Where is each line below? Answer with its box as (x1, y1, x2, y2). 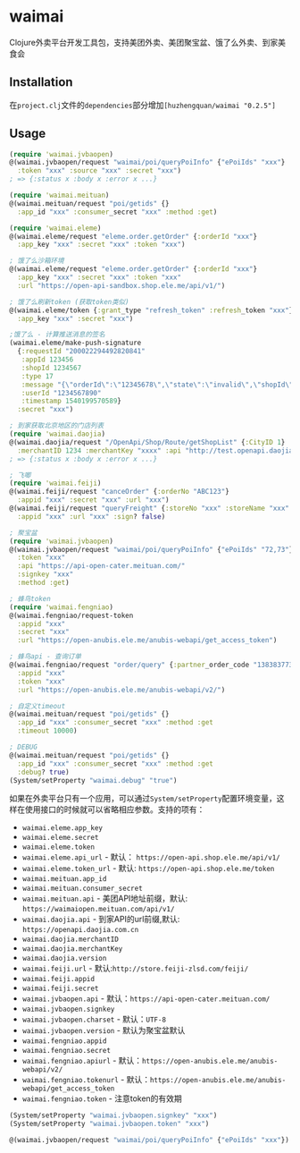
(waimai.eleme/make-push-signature (9, 338, 142, 348)
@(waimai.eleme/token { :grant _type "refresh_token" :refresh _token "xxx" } (9, 306, 294, 315)
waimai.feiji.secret (21, 984, 99, 994)
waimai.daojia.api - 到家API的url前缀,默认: (21, 914, 180, 925)
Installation (9, 74, 73, 90)
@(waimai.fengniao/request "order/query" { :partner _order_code (9, 660, 250, 670)
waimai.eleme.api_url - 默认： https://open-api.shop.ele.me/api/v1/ (21, 852, 280, 862)
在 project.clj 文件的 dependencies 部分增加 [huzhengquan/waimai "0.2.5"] (9, 99, 277, 110)
